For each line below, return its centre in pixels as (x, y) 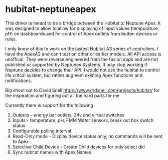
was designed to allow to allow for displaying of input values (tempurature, (82, 28)
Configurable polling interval (42, 130)
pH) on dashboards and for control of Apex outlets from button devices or (81, 33)
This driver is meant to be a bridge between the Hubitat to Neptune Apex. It (83, 23)
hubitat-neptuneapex (51, 9)
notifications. (19, 80)
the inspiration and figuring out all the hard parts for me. (63, 95)
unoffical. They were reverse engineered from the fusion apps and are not (82, 59)
